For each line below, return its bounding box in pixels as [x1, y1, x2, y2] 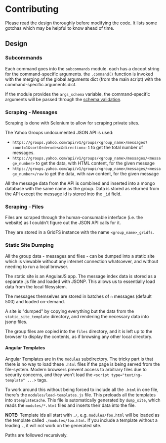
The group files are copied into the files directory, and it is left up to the [5, 328, 153, 334]
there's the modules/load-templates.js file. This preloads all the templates [5, 391, 156, 397]
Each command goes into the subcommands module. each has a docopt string [5, 65, 160, 71]
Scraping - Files [5, 203, 44, 210]
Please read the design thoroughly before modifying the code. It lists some [5, 20, 157, 26]
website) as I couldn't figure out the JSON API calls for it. [5, 220, 121, 226]
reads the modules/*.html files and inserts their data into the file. [5, 402, 136, 408]
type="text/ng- [111, 373, 142, 378]
